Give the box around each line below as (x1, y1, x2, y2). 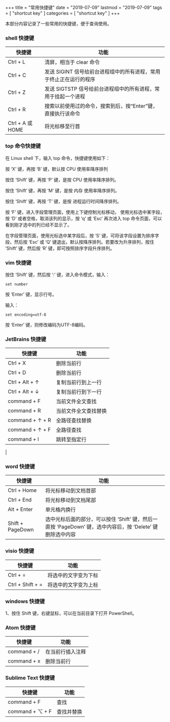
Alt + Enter (8, 506, 33, 513)
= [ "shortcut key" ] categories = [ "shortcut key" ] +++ (5, 10, 120, 16)
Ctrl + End (8, 497, 32, 504)
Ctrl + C (8, 72, 26, 79)
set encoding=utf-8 (5, 312, 47, 317)
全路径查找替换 (56, 417, 92, 424)
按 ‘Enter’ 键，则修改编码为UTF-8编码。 (5, 321, 88, 327)
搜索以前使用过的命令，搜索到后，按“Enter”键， (45, 103, 158, 110)
